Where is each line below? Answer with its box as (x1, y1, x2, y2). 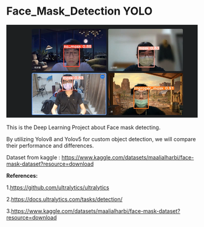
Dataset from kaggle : (6, 153, 61, 161)
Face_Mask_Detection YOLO (6, 4, 153, 18)
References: (6, 172, 38, 179)
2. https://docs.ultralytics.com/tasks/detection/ (6, 195, 123, 203)
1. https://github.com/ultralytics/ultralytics (6, 184, 109, 191)
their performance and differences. (6, 142, 94, 149)
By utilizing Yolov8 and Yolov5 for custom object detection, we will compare (6, 135, 196, 142)
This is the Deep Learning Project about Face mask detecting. (6, 124, 161, 131)
